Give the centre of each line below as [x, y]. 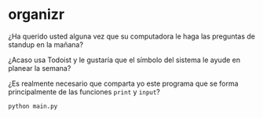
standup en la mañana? [46, 44]
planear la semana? [40, 68]
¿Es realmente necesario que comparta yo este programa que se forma [123, 83]
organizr [37, 15]
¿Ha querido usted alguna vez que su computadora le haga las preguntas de [131, 36]
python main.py [33, 106]
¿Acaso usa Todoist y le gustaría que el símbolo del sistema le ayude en [124, 60]
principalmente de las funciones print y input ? [84, 91]
